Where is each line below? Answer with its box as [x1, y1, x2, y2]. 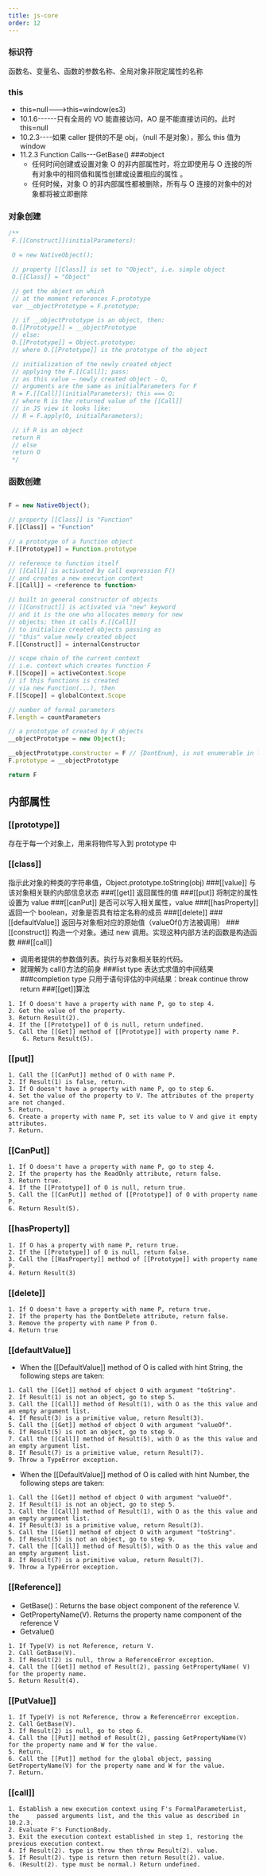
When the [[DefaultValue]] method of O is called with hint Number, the [19, 1470, 250, 1480]
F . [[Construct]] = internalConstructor [8, 640, 141, 648]
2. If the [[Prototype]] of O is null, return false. [8, 1248, 191, 1256]
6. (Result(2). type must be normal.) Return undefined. [8, 1861, 201, 1869]
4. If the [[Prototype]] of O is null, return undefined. [8, 1020, 204, 1029]
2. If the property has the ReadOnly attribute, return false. [8, 1170, 222, 1178]
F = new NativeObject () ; [8, 501, 91, 509]
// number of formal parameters [8, 706, 115, 714]
